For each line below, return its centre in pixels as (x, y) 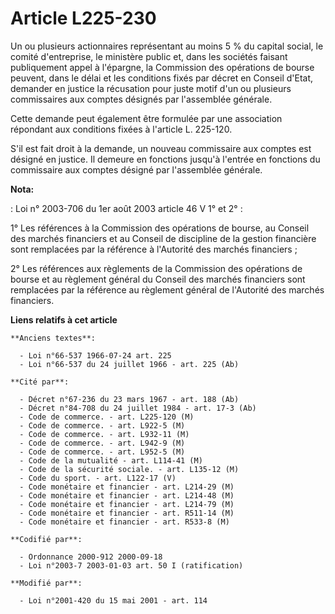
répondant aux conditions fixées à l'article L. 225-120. (121, 129)
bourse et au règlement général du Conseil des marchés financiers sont (158, 279)
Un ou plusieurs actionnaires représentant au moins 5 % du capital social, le (167, 46)
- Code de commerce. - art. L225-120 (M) (107, 417)
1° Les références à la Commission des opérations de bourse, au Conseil (160, 228)
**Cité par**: (40, 382)
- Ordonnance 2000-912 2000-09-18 (91, 557)
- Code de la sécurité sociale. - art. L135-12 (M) (129, 469)
